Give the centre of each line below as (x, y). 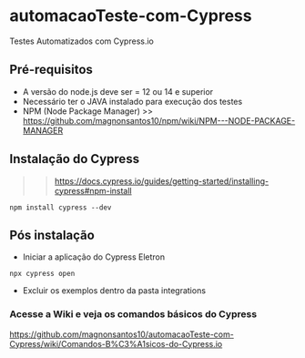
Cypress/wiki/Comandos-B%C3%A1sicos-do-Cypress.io (116, 343)
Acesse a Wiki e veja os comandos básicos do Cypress (133, 314)
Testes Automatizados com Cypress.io (82, 41)
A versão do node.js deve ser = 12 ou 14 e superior (118, 91)
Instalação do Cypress (74, 159)
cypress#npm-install (93, 190)
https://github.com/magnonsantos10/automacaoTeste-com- (122, 334)
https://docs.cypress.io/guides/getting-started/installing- (162, 181)
